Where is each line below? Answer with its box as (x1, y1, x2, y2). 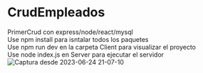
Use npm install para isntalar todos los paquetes (7, 35, 149, 43)
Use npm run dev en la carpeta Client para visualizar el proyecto (7, 43, 196, 51)
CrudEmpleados (7, 4, 105, 21)
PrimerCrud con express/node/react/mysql (7, 28, 133, 36)
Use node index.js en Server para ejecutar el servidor (7, 50, 165, 59)
